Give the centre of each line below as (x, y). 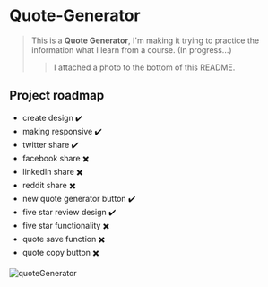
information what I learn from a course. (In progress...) (131, 49)
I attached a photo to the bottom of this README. (144, 67)
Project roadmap (57, 96)
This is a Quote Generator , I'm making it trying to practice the (145, 40)
